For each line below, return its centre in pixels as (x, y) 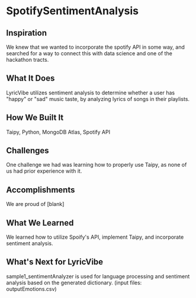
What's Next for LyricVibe (55, 262)
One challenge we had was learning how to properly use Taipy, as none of (97, 165)
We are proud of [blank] (35, 204)
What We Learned (40, 223)
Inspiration (27, 33)
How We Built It (35, 118)
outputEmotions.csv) (32, 289)
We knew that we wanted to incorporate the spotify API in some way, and (96, 47)
